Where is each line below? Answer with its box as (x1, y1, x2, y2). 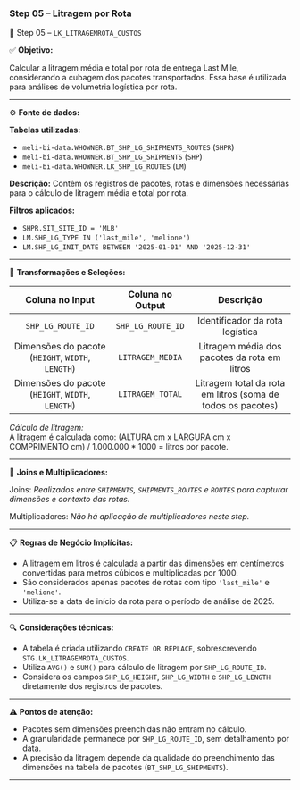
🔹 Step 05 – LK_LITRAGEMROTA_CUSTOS (9, 28, 142, 38)
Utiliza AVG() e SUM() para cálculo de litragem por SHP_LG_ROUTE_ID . (21, 662, 267, 673)
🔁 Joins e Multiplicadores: (9, 467, 109, 478)
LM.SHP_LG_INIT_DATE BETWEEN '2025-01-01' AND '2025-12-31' (21, 243, 251, 252)
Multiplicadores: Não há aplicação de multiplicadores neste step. (9, 511, 250, 522)
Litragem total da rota (195, 377, 286, 390)
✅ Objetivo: (9, 45, 54, 55)
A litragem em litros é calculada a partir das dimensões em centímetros (21, 558, 285, 569)
